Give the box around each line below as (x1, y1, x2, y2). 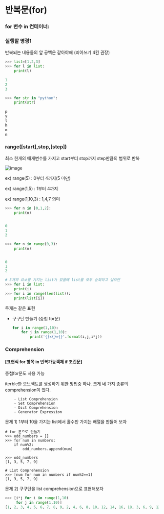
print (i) (14, 286, 32, 291)
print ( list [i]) (14, 296, 45, 301)
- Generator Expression (14, 410, 62, 415)
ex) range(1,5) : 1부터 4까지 (5, 186, 58, 191)
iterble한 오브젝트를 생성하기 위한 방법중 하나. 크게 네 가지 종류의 (5, 381, 128, 387)
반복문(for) (5, 4, 47, 16)
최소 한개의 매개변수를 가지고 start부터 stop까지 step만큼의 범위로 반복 (5, 155, 140, 161)
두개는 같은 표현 (5, 305, 36, 311)
